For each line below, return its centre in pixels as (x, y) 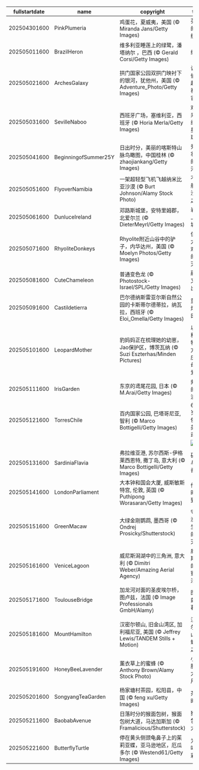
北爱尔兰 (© (134, 217)
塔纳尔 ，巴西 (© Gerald (149, 52)
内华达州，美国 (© (152, 246)
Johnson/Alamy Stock (146, 193)
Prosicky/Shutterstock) (147, 533)
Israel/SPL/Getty (139, 287)
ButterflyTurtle (72, 748)
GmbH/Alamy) (137, 610)
